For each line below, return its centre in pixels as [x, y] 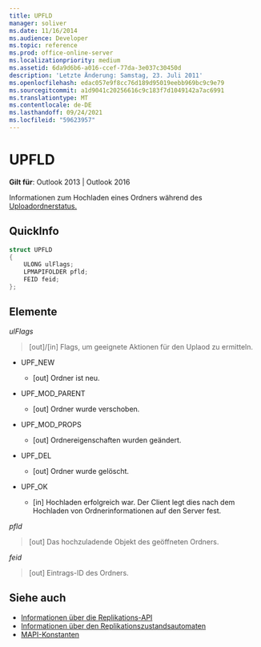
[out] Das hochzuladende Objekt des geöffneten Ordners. [124, 541]
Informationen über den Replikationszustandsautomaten [113, 625]
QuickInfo [34, 231]
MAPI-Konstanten [50, 634]
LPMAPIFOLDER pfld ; [56, 272]
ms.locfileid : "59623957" [52, 120]
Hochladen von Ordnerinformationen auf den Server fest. [127, 511]
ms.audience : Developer [49, 38]
